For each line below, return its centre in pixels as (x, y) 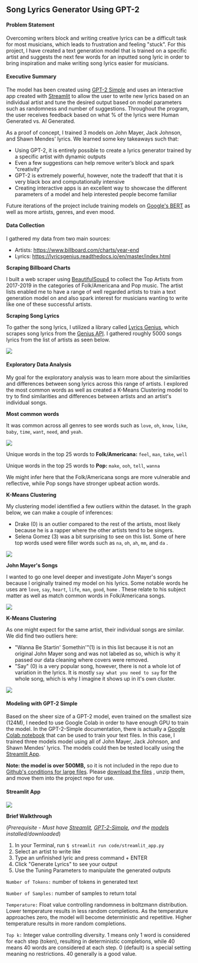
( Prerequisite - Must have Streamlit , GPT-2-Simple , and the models (88, 827)
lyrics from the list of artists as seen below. (58, 340)
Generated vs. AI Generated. (41, 121)
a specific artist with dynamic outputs (60, 157)
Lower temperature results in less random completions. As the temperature (97, 911)
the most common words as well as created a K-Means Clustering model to (97, 390)
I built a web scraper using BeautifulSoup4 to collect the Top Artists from (95, 279)
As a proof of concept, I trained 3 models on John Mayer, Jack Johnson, (94, 132)
